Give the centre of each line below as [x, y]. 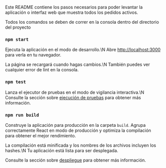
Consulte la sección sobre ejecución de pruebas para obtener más [73, 97]
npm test [16, 82]
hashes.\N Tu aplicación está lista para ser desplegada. [62, 150]
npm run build [22, 115]
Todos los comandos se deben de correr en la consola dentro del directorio [82, 22]
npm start [17, 39]
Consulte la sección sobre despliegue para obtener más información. [76, 160]
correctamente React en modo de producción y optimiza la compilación [78, 130]
